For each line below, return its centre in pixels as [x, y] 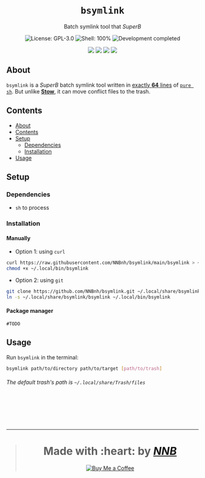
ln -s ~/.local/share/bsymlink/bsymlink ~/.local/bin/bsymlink [88, 297]
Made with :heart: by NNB [110, 451]
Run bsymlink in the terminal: [42, 357]
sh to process [32, 208]
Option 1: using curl [40, 252]
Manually [18, 238]
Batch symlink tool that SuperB [103, 26]
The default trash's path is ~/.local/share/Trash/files [76, 382]
